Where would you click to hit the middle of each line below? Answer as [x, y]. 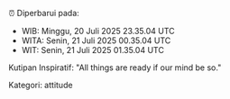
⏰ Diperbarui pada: [44, 13]
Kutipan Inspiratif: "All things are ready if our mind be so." [115, 67]
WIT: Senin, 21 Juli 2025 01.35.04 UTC [92, 50]
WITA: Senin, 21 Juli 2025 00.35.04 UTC [96, 40]
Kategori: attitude [41, 85]
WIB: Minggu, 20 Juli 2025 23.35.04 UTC [98, 31]
